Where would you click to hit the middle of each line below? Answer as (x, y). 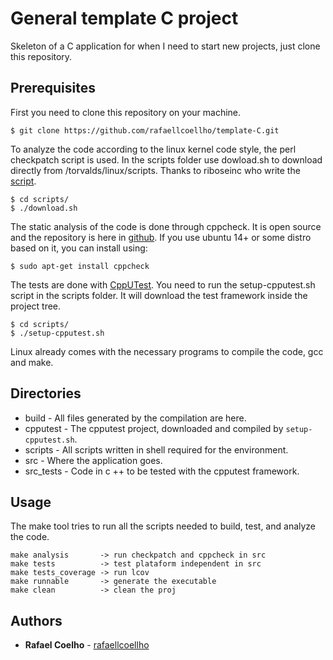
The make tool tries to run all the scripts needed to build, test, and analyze (163, 526)
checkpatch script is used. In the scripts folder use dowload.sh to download (166, 159)
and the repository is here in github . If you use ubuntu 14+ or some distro (161, 237)
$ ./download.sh (44, 208)
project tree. (36, 306)
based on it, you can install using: (79, 248)
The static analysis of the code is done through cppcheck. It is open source (166, 226)
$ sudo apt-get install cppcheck (80, 266)
